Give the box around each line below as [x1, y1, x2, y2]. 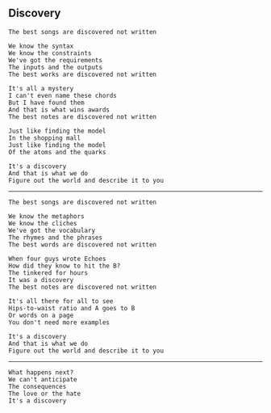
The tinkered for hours [8, 268, 89, 277]
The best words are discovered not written [8, 240, 157, 249]
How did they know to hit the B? [8, 262, 121, 270]
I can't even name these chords [8, 91, 117, 99]
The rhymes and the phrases [8, 234, 103, 242]
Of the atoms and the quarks [8, 148, 106, 156]
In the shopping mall [8, 133, 81, 142]
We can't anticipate [8, 375, 78, 383]
